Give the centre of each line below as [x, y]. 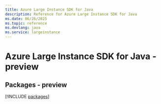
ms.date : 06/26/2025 [26, 19]
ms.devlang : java [23, 28]
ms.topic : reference [26, 23]
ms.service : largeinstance [33, 32]
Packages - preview [36, 85]
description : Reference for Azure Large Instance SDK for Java [71, 14]
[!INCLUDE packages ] [27, 96]
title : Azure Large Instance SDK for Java [49, 10]
